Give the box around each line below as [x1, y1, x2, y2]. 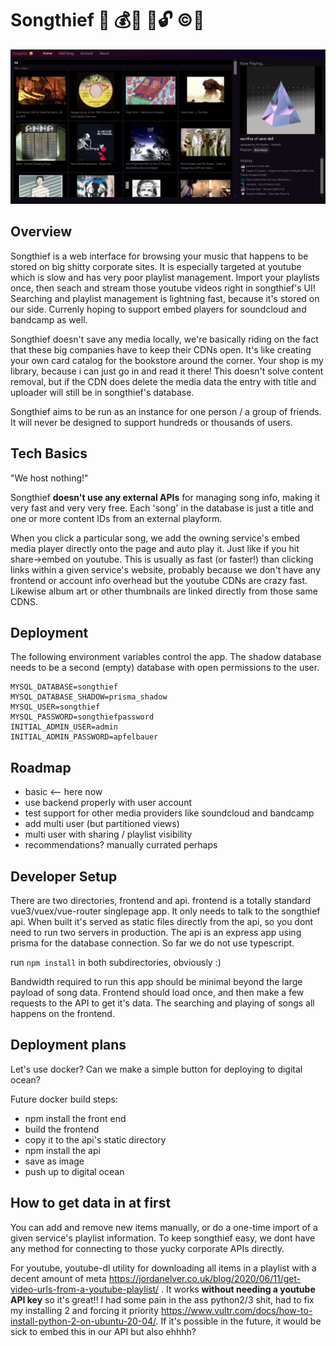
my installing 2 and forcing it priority [10, 1304, 160, 1316]
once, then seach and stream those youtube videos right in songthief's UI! [10, 282, 316, 294]
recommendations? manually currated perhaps [24, 839, 218, 851]
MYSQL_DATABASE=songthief [10, 682, 118, 692]
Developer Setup [10, 868, 118, 885]
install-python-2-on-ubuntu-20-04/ [10, 1315, 157, 1327]
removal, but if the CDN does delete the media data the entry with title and [10, 375, 317, 387]
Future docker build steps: [10, 1093, 118, 1105]
